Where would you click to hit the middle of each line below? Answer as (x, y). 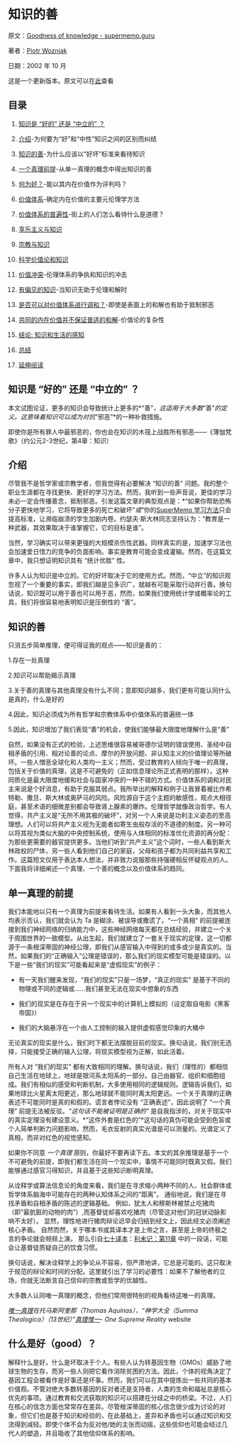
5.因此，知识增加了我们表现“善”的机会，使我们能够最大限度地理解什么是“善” (119, 729)
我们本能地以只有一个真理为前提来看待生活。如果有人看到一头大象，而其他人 (120, 911)
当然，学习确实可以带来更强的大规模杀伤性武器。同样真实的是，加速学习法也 (120, 543)
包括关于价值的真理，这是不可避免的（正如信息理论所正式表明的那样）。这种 (118, 771)
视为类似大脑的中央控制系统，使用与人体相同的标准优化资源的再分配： (129, 833)
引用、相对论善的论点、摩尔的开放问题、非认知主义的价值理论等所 (129, 753)
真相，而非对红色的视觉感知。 (51, 1138)
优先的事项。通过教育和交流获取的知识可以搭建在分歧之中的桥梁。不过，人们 (120, 1397)
